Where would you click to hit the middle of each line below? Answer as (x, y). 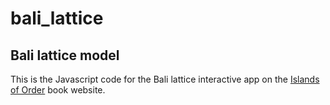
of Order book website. (58, 90)
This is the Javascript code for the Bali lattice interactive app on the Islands (165, 79)
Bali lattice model (65, 55)
